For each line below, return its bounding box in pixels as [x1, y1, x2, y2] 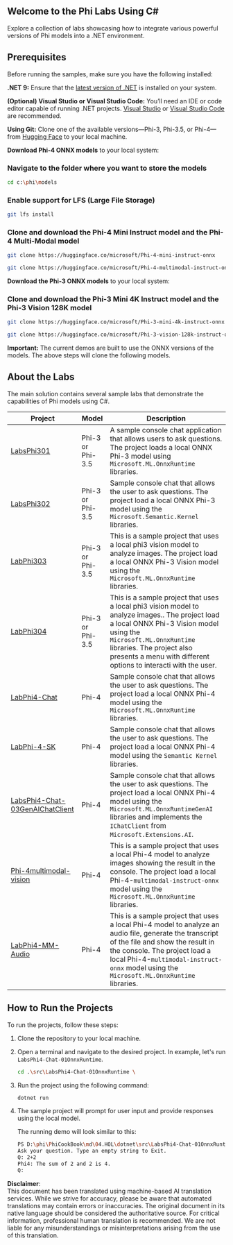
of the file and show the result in [110, 937, 215, 947]
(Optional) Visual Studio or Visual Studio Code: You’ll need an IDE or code [7, 96, 223, 105]
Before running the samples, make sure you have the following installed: [7, 69, 213, 78]
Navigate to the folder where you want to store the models [7, 163, 207, 173]
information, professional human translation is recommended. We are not [7, 1216, 216, 1224]
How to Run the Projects [7, 1002, 114, 1014]
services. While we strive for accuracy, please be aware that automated [7, 1194, 212, 1203]
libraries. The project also [110, 643, 193, 652]
